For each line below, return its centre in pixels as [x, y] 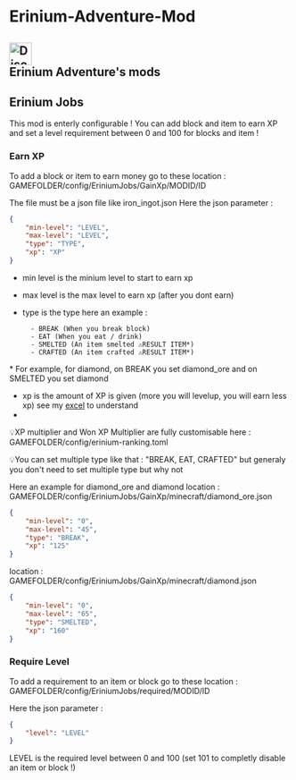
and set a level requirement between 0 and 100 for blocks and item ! [134, 133]
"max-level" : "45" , [62, 530]
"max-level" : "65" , [62, 614]
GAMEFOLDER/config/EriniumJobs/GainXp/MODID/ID [108, 185]
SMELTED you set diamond [59, 378]
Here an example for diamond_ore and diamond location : [115, 487]
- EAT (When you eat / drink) [86, 336]
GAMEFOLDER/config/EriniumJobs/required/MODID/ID [110, 691]
